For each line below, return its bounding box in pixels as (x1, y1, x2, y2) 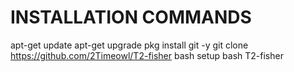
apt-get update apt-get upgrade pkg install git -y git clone (10, 39, 249, 51)
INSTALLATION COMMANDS (10, 6, 252, 29)
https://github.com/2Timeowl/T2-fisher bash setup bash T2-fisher (10, 49, 284, 61)
